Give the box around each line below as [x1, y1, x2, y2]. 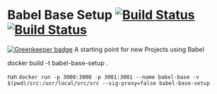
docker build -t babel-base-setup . [7, 58, 108, 67]
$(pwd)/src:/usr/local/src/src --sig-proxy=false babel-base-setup [7, 79, 211, 87]
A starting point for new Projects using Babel [74, 45, 205, 53]
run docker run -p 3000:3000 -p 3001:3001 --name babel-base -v [7, 72, 199, 81]
